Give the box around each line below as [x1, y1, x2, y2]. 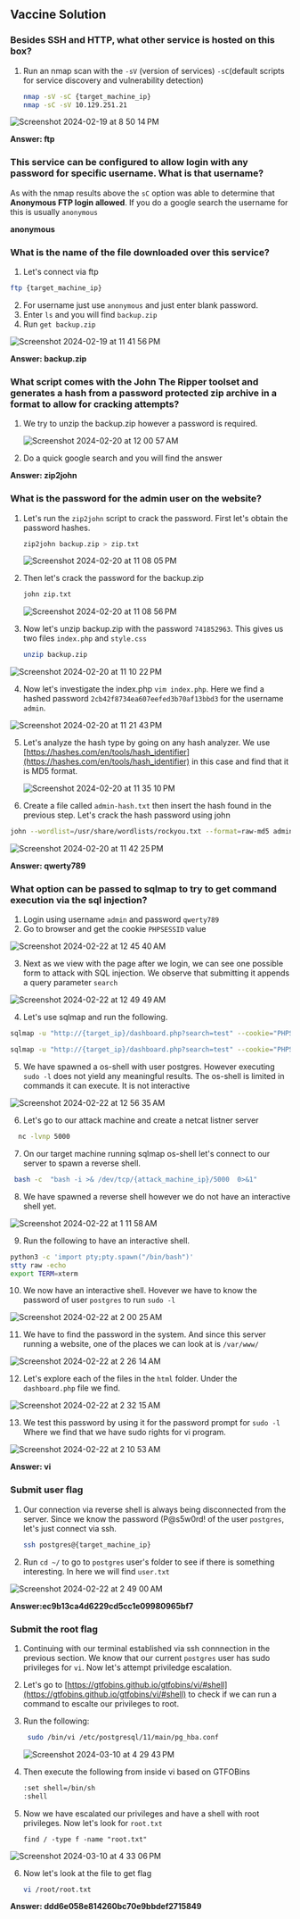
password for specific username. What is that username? [10, 167, 264, 179]
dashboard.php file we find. [22, 1383, 121, 1393]
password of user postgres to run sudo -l [22, 1294, 176, 1306]
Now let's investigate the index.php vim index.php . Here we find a [22, 684, 265, 694]
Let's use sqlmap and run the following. [22, 1012, 168, 1023]
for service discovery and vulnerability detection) [22, 75, 204, 86]
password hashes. [22, 522, 91, 533]
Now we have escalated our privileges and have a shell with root [22, 1807, 260, 1819]
